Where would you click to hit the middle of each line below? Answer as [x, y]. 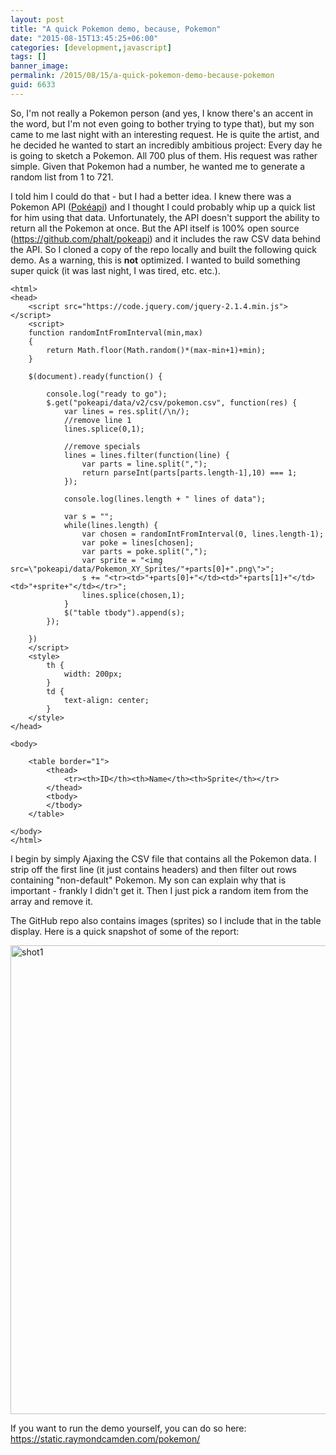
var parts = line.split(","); [144, 464]
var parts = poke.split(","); [144, 551]
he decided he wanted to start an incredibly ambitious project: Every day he [166, 145]
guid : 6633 [33, 85]
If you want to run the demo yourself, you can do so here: [128, 1428]
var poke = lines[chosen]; [138, 542]
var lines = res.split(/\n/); [126, 411]
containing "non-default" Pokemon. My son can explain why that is [148, 880]
